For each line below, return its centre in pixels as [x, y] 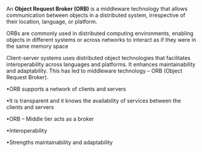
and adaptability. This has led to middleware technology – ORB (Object [94, 71]
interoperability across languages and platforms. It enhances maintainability [101, 64]
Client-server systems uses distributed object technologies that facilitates [99, 58]
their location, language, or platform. [52, 21]
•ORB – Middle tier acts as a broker [50, 119]
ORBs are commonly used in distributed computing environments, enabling [100, 33]
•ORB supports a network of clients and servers [66, 89]
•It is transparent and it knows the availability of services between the [94, 101]
